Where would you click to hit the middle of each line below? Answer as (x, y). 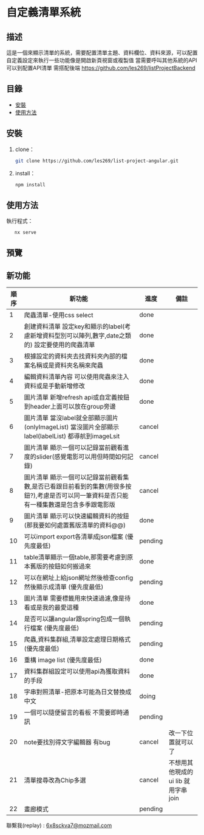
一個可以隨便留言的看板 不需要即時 (73, 713)
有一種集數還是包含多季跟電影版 (70, 505)
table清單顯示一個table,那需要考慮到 (76, 557)
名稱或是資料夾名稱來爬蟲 (66, 365)
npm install (30, 185)
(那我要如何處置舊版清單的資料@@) (75, 526)
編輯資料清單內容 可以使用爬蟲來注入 (76, 377)
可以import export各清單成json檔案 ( (76, 537)
